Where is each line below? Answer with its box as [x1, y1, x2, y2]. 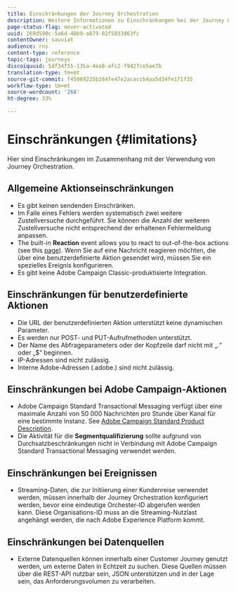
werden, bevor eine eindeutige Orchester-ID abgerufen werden [17, 501, 200, 509]
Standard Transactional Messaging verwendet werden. [17, 447, 176, 455]
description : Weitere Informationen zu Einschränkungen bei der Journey [7, 17, 225, 24]
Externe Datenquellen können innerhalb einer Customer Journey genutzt [17, 555, 228, 563]
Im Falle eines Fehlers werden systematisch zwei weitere [17, 209, 183, 217]
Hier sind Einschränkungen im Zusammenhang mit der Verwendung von [7, 154, 216, 163]
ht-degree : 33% [7, 96, 52, 103]
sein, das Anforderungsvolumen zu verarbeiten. [17, 577, 156, 585]
